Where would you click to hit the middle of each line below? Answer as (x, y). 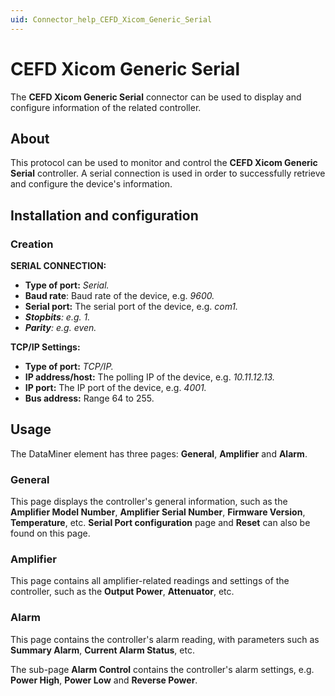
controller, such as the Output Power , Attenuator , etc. (122, 592)
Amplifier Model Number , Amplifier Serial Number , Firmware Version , (158, 512)
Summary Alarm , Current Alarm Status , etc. (102, 650)
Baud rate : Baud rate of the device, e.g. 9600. (119, 296)
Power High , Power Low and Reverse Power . (104, 680)
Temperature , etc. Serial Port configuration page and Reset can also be (160, 523)
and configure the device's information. (91, 184)
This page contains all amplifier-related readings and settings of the (150, 581)
